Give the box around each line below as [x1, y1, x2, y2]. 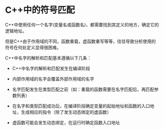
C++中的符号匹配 [5, 4, 75, 16]
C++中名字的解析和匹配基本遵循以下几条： [5, 55, 92, 61]
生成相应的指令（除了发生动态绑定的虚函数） [21, 109, 111, 115]
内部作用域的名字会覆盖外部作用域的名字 [12, 76, 94, 82]
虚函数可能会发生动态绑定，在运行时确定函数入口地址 [12, 119, 120, 126]
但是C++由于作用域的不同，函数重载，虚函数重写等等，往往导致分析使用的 [5, 38, 156, 44]
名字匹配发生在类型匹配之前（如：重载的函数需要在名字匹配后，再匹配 [12, 86, 155, 92]
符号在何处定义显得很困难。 [5, 44, 61, 50]
